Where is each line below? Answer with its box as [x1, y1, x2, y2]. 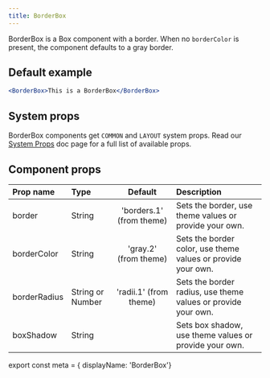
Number [71, 296, 103, 307]
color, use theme [175, 243, 239, 254]
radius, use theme [175, 286, 243, 298]
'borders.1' [121, 204, 164, 216]
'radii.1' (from [116, 286, 169, 298]
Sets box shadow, [175, 319, 243, 331]
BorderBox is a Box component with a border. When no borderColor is [8, 34, 239, 43]
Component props [8, 162, 102, 176]
